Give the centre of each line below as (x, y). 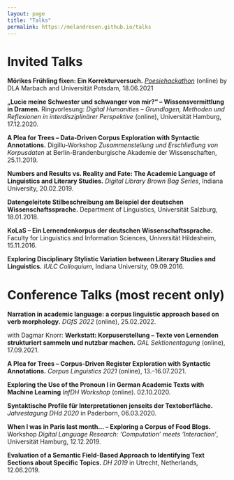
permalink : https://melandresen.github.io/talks (79, 27)
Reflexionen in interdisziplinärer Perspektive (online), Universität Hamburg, (115, 117)
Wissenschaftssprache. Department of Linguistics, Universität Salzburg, (112, 210)
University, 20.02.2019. (41, 188)
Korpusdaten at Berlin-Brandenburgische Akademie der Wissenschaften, (112, 153)
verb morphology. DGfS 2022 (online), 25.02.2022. (82, 322)
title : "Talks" (29, 20)
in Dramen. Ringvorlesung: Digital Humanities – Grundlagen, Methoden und (116, 109)
